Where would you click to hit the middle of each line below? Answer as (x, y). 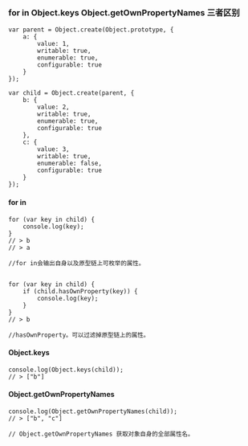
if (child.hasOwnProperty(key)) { (80, 291)
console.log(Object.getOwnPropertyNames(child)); (93, 411)
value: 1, (53, 44)
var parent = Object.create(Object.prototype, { (91, 30)
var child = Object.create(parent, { (71, 93)
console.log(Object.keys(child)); (66, 370)
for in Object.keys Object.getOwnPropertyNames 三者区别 (124, 12)
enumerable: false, (70, 164)
